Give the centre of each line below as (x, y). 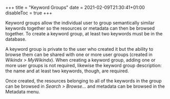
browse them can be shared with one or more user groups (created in (79, 54)
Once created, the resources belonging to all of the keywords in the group (83, 81)
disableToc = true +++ (29, 13)
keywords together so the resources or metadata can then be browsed (80, 28)
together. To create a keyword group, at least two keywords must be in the (84, 34)
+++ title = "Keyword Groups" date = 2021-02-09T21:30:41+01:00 (75, 7)
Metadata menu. (23, 92)
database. (16, 39)
